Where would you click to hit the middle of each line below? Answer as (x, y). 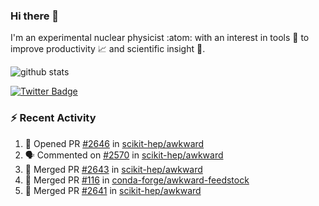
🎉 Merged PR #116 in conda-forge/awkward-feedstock (137, 180)
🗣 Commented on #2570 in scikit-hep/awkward (124, 155)
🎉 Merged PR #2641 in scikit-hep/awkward (113, 190)
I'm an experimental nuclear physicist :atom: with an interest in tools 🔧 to (160, 38)
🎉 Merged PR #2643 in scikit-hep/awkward (113, 169)
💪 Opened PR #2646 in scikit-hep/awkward (114, 143)
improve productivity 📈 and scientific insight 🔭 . (108, 49)
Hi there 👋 (35, 16)
